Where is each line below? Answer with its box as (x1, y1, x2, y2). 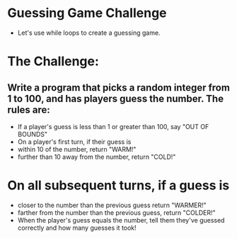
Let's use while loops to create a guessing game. (17, 28, 161, 37)
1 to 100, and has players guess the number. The (7, 92, 224, 104)
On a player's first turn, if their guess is (17, 137, 132, 146)
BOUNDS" (17, 130, 48, 138)
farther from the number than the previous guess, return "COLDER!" (17, 208, 216, 217)
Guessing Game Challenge (7, 5, 168, 21)
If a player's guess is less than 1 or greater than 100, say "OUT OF (17, 122, 209, 130)
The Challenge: (7, 53, 99, 70)
